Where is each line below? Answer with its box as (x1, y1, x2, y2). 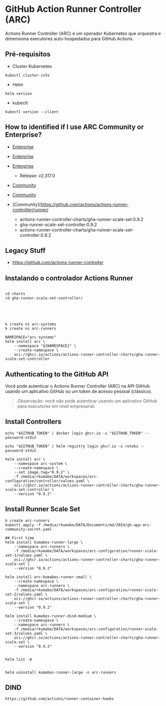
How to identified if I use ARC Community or (5, 123, 144, 131)
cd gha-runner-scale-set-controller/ (5, 296, 83, 301)
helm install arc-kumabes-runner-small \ (5, 574, 92, 580)
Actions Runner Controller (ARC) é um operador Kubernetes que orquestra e (5, 30, 161, 36)
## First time (5, 535, 35, 540)
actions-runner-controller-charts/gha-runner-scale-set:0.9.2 (19, 216, 144, 222)
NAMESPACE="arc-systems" (5, 335, 56, 340)
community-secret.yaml (5, 527, 52, 531)
